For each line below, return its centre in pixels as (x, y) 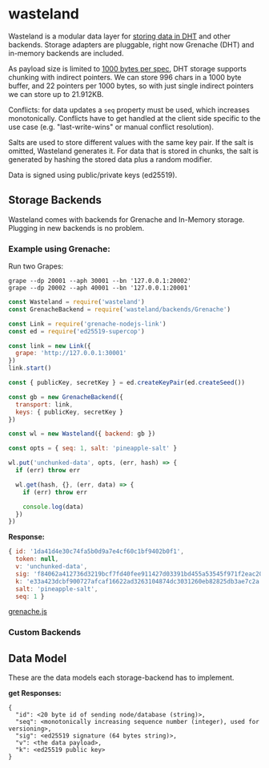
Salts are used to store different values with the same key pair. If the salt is (131, 142)
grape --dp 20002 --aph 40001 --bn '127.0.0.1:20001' (100, 288)
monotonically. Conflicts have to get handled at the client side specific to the (134, 118)
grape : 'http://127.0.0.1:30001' (71, 354)
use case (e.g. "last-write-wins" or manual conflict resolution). (111, 127)
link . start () (30, 368)
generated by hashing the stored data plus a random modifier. (110, 159)
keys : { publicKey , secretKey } (70, 412)
